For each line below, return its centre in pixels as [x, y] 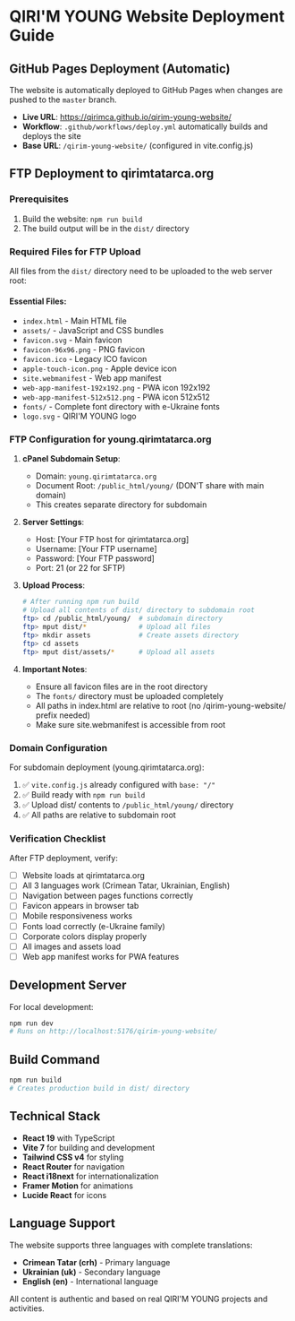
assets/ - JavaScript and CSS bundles [93, 331]
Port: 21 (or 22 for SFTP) [80, 568]
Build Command [55, 1059]
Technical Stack [55, 1116]
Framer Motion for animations [78, 1186]
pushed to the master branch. [63, 99]
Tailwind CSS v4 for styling [73, 1157]
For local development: [51, 1006]
